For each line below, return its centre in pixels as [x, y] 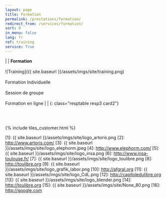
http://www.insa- [131, 153]
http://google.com [24, 190]
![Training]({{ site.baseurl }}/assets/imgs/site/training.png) [65, 71]
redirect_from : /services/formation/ [44, 24]
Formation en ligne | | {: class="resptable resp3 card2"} [62, 103]
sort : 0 [13, 28]
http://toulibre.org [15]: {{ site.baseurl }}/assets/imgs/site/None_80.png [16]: [83, 185]
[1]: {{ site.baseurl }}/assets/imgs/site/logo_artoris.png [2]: [65, 137]
